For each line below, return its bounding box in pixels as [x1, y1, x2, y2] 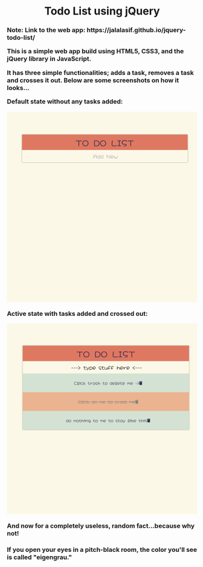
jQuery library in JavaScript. [7, 54, 92, 63]
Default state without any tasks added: [7, 97, 123, 106]
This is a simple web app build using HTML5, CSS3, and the [7, 47, 184, 56]
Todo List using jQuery [44, 4, 160, 18]
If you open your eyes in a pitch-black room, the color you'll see [7, 545, 198, 554]
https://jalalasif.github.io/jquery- [86, 26, 186, 34]
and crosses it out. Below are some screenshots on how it [7, 76, 179, 84]
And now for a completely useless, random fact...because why [7, 522, 195, 530]
